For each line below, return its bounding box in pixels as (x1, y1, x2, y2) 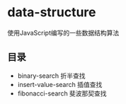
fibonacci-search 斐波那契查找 (17, 89, 108, 98)
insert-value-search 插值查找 (17, 80, 103, 88)
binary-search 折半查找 (17, 71, 86, 80)
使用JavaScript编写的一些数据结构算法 (7, 28, 120, 37)
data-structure (7, 4, 96, 21)
